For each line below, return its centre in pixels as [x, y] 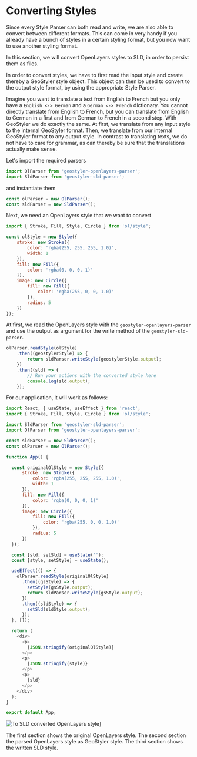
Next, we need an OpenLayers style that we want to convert [79, 216]
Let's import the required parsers [46, 160]
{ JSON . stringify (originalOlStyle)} [71, 647]
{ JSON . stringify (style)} [58, 664]
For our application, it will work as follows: [57, 398]
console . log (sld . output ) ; [59, 381]
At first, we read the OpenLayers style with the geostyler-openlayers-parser [98, 325]
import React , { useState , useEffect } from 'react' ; [74, 409]
